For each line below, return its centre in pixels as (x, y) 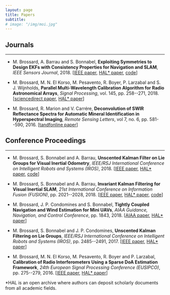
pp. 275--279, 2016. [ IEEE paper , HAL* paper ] (60, 273)
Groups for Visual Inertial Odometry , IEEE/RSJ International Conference (88, 163)
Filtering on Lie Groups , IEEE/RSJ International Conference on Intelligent (88, 236)
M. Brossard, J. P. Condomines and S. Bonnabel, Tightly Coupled (81, 204)
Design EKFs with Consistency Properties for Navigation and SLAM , (85, 67)
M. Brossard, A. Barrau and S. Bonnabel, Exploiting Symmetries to (82, 62)
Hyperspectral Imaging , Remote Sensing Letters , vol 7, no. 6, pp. (80, 120)
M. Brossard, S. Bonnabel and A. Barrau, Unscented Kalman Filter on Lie (89, 158)
